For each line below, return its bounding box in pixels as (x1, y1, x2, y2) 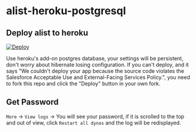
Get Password (6, 97, 59, 107)
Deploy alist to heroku (6, 28, 89, 38)
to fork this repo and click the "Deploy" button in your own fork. (6, 80, 161, 87)
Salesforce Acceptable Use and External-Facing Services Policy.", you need (6, 74, 190, 81)
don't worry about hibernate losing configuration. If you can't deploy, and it (6, 61, 189, 68)
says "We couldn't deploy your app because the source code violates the (6, 67, 185, 75)
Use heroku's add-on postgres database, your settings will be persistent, (6, 55, 184, 62)
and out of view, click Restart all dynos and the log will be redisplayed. (6, 119, 181, 126)
